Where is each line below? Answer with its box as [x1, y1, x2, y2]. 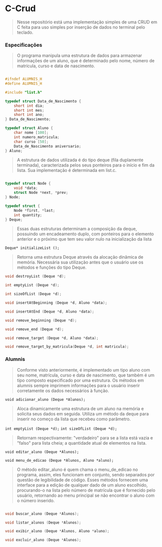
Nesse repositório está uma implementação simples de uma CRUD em [16, 19, 158, 25]
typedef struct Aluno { [5, 126, 53, 131]
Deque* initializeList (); [5, 245, 60, 251]
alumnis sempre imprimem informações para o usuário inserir [16, 382, 140, 388]
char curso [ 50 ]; [14, 139, 49, 144]
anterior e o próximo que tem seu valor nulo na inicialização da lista [16, 236, 152, 242]
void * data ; [14, 186, 38, 190]
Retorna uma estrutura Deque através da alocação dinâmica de [16, 254, 144, 260]
